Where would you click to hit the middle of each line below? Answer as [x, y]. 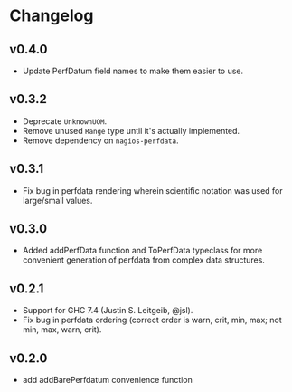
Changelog [52, 16]
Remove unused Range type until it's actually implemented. [131, 130]
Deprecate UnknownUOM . [65, 121]
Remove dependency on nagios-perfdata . [100, 140]
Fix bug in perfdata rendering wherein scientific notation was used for [152, 190]
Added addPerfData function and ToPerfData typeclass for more [142, 251]
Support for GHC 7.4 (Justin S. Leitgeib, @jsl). [108, 311]
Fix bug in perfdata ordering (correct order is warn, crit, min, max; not [152, 320]
